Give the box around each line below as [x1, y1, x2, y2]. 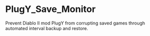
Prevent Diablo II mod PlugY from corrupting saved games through [5, 20, 145, 26]
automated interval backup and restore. [5, 25, 88, 31]
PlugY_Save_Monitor [5, 3, 96, 15]
